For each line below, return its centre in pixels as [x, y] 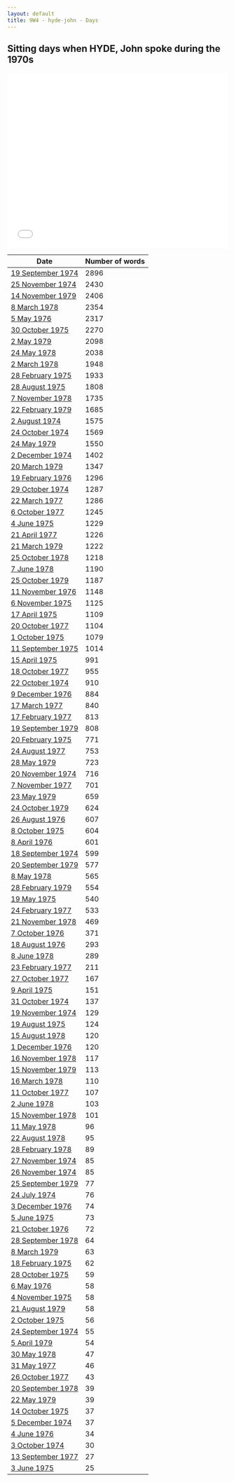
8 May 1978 [31, 876]
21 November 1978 [44, 922]
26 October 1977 [40, 1377]
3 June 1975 [32, 1468]
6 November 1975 [41, 603]
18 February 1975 [41, 1263]
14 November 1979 [44, 296]
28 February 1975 [41, 375]
